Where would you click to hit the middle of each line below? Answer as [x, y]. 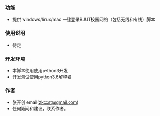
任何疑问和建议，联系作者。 [40, 109]
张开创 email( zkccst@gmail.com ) [45, 102]
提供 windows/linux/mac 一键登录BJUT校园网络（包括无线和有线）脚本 [84, 19]
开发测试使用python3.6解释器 [42, 77]
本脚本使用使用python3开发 [40, 70]
